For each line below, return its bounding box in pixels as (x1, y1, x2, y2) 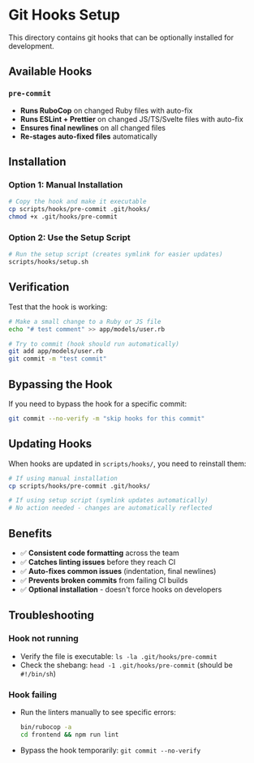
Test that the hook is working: (8, 302, 108, 312)
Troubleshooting (8, 609, 95, 623)
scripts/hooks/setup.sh (8, 258, 89, 266)
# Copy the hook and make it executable (8, 197, 148, 206)
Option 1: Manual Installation (8, 179, 123, 190)
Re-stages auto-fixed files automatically (19, 131, 158, 141)
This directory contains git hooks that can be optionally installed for (8, 32, 234, 42)
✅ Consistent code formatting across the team (19, 548, 180, 558)
